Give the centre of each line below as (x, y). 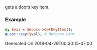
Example (16, 19)
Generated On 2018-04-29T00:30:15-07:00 (49, 44)
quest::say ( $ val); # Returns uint (40, 34)
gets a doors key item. (27, 7)
